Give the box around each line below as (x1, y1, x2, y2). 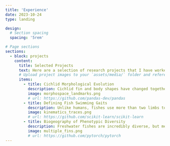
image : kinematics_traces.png (27, 110, 92, 115)
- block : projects (10, 53, 49, 58)
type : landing (5, 17, 35, 22)
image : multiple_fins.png (27, 128, 82, 133)
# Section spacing (10, 31, 49, 36)
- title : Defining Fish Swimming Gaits (23, 100, 108, 106)
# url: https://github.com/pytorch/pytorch (27, 133, 121, 138)
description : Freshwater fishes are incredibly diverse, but (27, 124, 159, 129)
